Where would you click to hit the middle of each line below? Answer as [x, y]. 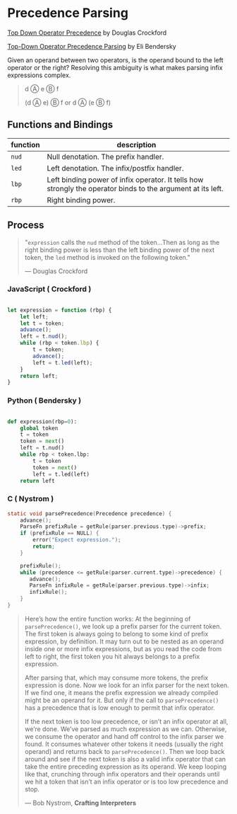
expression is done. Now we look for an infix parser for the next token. [127, 685]
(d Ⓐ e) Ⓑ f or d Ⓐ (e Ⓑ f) [68, 102]
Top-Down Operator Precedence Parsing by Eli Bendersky [92, 46]
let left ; [35, 316]
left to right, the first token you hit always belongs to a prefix [112, 656]
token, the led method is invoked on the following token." [107, 257]
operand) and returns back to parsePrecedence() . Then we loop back [124, 751]
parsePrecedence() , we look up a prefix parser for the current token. [123, 626]
